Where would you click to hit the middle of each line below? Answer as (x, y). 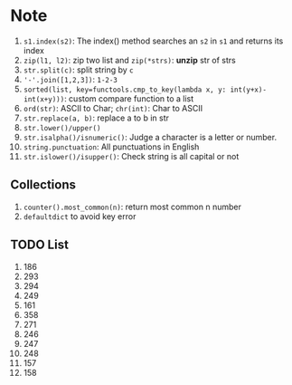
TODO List (39, 245)
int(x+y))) (44, 99)
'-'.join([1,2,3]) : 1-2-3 (71, 79)
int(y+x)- (249, 90)
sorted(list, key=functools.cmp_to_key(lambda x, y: (125, 90)
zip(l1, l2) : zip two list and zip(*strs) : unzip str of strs (129, 60)
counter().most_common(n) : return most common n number (132, 207)
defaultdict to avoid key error (80, 216)
